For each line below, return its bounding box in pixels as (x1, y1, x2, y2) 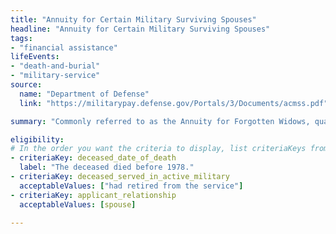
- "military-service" (10, 71, 101, 81)
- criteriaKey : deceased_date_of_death (10, 153, 177, 163)
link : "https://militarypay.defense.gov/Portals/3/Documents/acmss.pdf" (19, 98, 329, 108)
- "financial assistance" (10, 42, 118, 53)
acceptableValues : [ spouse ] (19, 199, 137, 210)
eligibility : (10, 134, 65, 145)
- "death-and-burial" (10, 61, 101, 71)
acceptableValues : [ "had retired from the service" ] (19, 181, 244, 191)
